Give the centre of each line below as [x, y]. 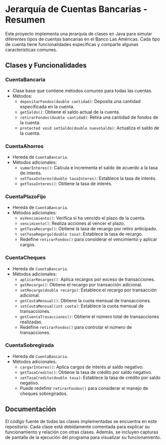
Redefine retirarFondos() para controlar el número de [76, 327]
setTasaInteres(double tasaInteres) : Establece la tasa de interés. [88, 178]
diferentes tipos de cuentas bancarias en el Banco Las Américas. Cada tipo [82, 39]
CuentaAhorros [24, 146]
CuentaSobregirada [29, 345]
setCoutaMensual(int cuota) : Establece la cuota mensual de [82, 306]
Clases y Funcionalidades [46, 65]
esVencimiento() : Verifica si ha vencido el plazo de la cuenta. [83, 218]
